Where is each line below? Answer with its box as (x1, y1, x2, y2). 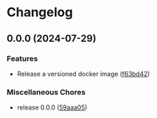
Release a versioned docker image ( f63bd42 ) (16, 69, 151, 78)
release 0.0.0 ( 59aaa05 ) (16, 103, 88, 112)
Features (6, 54, 38, 64)
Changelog (6, 4, 73, 20)
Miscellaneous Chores (6, 87, 86, 97)
